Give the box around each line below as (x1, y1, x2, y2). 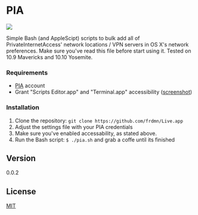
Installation (6, 103, 40, 112)
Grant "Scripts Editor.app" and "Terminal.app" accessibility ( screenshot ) (14, 88, 193, 96)
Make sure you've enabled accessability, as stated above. (14, 130, 157, 137)
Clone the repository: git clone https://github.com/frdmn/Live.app (14, 117, 184, 124)
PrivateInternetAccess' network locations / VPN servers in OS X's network (6, 41, 189, 48)
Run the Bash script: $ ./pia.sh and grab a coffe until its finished (14, 136, 175, 143)
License (6, 186, 36, 196)
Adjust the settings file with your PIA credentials (14, 123, 133, 130)
